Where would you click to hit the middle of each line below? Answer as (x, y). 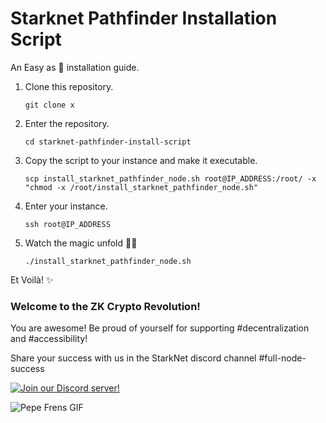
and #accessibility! (49, 339)
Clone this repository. (69, 86)
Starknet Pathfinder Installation (144, 18)
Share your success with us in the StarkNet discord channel (133, 358)
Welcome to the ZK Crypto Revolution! (105, 306)
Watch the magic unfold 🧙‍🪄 (81, 243)
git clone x (49, 105)
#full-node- (282, 358)
